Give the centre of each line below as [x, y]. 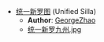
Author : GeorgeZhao [61, 20]
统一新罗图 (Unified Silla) [56, 11]
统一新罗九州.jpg [54, 29]
